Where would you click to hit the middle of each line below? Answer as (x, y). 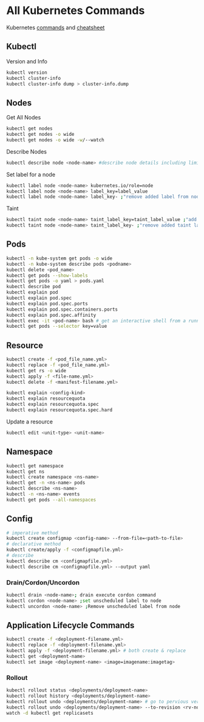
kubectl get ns (25, 472)
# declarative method (34, 544)
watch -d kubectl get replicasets (50, 713)
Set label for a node (31, 174)
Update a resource (30, 422)
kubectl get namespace (35, 466)
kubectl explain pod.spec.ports (47, 303)
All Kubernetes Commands (76, 11)
